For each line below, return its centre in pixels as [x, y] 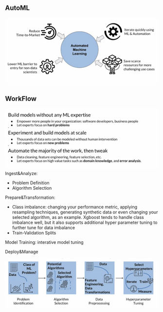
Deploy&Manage [22, 252]
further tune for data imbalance [44, 227]
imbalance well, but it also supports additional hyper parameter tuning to [85, 222]
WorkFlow [21, 99]
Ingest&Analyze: [21, 173]
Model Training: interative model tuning [44, 242]
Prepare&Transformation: [30, 197]
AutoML [18, 8]
